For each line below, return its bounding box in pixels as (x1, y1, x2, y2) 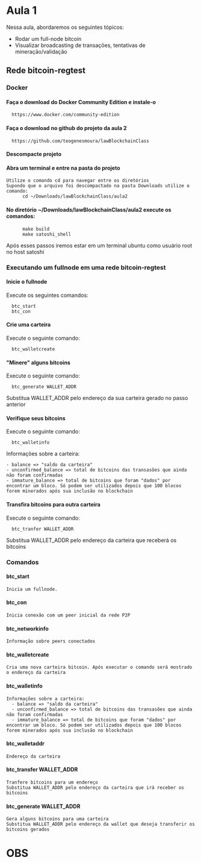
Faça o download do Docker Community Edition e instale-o (6, 98, 156, 105)
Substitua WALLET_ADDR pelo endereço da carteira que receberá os (6, 537, 177, 544)
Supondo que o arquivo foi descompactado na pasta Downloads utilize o (6, 183, 190, 189)
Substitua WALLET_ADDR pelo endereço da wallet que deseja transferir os (6, 821, 196, 827)
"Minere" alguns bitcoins (6, 359, 71, 366)
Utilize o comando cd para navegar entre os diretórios (6, 178, 149, 184)
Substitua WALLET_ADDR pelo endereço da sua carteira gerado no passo (6, 394, 188, 402)
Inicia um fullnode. (6, 586, 58, 592)
